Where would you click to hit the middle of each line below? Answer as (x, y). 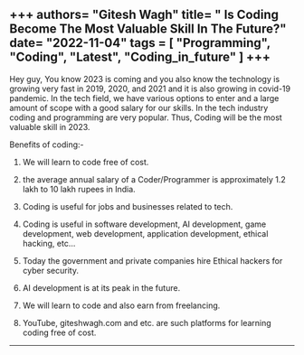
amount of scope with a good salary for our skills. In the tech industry (139, 107)
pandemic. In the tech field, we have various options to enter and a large (144, 98)
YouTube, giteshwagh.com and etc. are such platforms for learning (147, 322)
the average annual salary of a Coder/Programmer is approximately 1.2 (154, 179)
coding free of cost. (59, 332)
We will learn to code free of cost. (85, 162)
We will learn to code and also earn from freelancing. (121, 305)
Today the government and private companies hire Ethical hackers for (152, 260)
